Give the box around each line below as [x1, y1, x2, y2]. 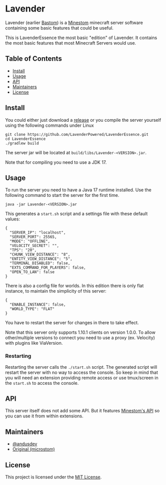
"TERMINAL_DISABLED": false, [9, 261, 70, 266]
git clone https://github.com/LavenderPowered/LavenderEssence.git [5, 132, 149, 137]
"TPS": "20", [9, 248, 37, 253]
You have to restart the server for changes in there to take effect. [5, 320, 139, 326]
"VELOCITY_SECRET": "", [9, 244, 59, 249]
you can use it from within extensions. [5, 413, 83, 419]
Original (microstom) [12, 446, 55, 452]
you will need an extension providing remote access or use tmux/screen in [5, 374, 158, 381]
